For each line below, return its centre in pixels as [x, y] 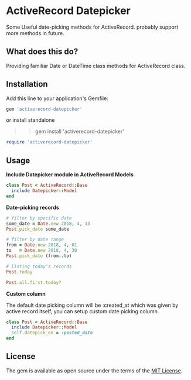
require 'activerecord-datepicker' [50, 142]
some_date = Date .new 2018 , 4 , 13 [48, 224]
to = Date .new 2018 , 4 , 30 [42, 251]
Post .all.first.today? [34, 282]
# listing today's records [39, 266]
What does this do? [42, 52]
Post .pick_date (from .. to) [39, 256]
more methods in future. [35, 33]
